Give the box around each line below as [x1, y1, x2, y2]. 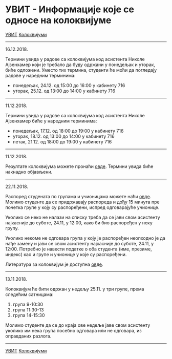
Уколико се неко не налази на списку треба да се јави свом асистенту [5, 214, 160, 220]
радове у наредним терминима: [5, 72, 76, 78]
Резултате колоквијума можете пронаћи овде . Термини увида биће [5, 163, 154, 170]
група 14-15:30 [12, 312, 45, 318]
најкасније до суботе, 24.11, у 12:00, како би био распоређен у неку [5, 219, 153, 226]
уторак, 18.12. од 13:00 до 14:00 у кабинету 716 [12, 133, 115, 139]
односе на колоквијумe [5, 14, 112, 26]
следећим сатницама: [5, 291, 54, 298]
